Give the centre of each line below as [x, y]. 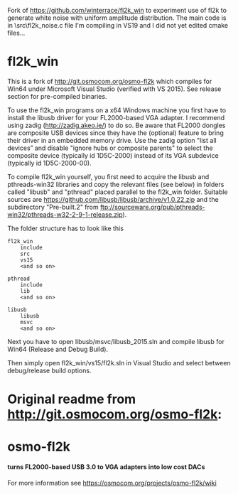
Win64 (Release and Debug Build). [58, 349]
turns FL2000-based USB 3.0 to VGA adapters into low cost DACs [106, 467]
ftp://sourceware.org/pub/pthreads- [153, 207]
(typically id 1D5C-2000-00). [49, 163]
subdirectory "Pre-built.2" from [53, 207]
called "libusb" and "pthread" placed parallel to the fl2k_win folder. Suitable [118, 192]
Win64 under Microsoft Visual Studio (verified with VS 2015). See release [114, 89]
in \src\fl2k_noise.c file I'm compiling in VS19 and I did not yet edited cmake [118, 25]
